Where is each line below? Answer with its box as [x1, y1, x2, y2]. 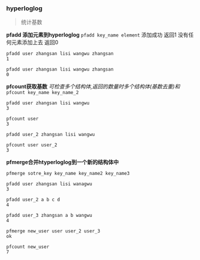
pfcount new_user [6, 244, 50, 250]
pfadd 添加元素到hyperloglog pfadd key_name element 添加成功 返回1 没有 [6, 31, 189, 38]
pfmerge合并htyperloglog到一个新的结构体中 [6, 159, 119, 166]
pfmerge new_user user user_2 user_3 [6, 228, 101, 234]
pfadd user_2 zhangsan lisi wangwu [6, 132, 95, 138]
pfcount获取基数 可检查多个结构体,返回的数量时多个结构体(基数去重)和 [6, 83, 180, 90]
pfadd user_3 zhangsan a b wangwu [6, 213, 93, 219]
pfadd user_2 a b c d [6, 196, 60, 203]
